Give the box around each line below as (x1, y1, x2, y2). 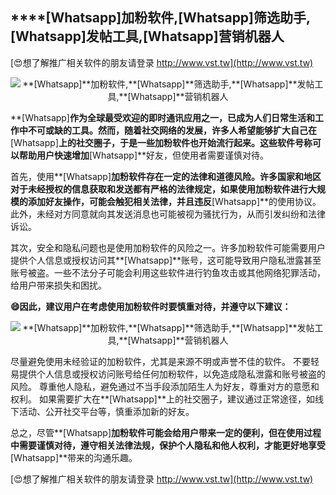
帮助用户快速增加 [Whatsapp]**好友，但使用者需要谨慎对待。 (18, 149, 270, 161)
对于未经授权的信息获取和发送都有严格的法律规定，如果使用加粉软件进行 (10, 183, 308, 195)
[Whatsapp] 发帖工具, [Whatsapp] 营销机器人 (10, 28, 285, 45)
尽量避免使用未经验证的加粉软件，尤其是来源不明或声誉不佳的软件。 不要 (10, 355, 311, 367)
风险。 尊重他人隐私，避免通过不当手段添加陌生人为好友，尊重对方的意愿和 (10, 380, 320, 392)
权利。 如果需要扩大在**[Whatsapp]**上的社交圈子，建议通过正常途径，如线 (10, 393, 324, 405)
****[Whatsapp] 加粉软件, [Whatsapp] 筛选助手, (10, 9, 312, 27)
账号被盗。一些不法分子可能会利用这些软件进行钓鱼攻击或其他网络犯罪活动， (10, 266, 326, 278)
